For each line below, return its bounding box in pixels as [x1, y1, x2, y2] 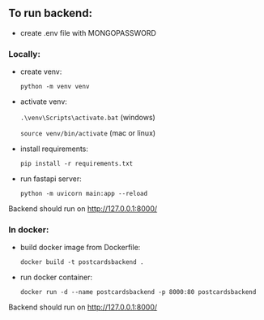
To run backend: [8, 6, 93, 20]
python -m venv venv [19, 83, 90, 91]
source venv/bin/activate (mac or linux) [19, 128, 156, 138]
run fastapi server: [19, 174, 83, 184]
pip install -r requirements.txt [19, 160, 134, 168]
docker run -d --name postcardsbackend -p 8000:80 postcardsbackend [19, 288, 257, 296]
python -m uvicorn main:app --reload [19, 190, 148, 198]
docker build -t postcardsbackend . [19, 258, 144, 266]
